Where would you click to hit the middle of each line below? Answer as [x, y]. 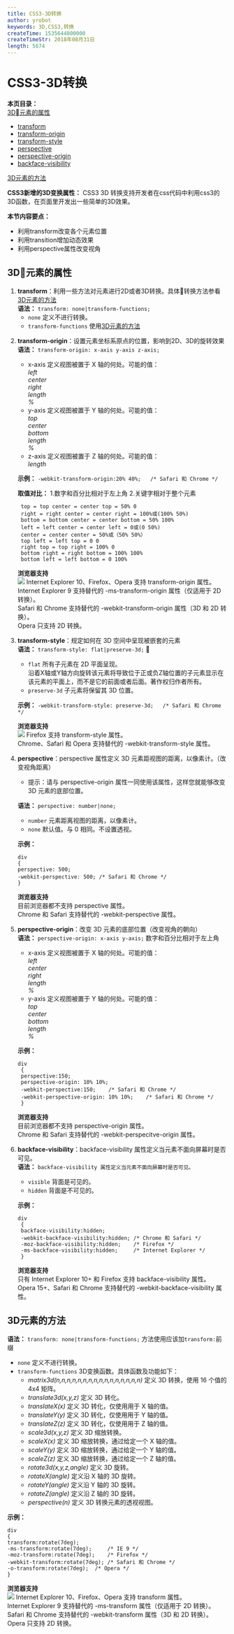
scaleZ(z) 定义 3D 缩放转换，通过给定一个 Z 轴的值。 [104, 1459]
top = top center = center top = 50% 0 [79, 506]
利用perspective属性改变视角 [59, 248]
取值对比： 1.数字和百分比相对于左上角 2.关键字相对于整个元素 [107, 493]
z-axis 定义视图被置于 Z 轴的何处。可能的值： [93, 456]
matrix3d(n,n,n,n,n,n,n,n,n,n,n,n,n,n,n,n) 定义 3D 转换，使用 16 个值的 [127, 1380]
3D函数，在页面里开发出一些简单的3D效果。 [71, 201]
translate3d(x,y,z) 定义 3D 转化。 [75, 1397]
